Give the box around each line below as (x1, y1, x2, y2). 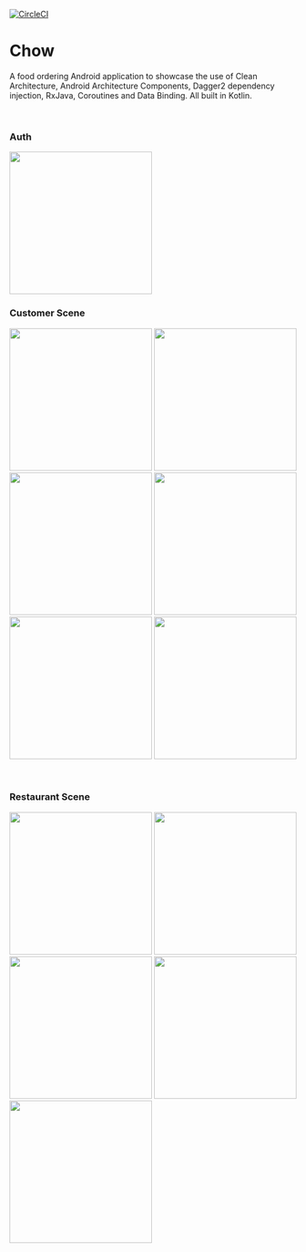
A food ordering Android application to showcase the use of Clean (9, 70, 258, 81)
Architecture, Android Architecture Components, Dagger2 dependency (9, 80, 275, 91)
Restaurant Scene (9, 791, 91, 803)
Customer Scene (9, 306, 86, 319)
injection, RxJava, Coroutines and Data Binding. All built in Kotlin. (9, 89, 252, 100)
